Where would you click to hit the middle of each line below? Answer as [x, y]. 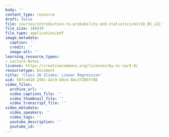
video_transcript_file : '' [38, 103]
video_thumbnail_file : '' [37, 98]
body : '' [14, 10]
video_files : [19, 84]
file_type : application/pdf [35, 33]
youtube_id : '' [26, 126]
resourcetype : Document [30, 71]
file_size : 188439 [24, 29]
